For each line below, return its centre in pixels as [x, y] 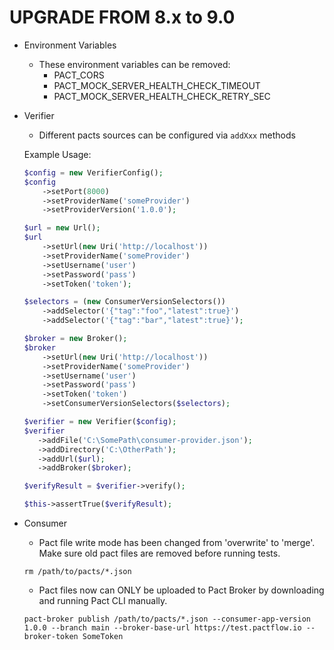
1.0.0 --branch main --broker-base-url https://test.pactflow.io [162, 628]
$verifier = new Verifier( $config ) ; [100, 422]
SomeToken [103, 637]
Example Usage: [57, 154]
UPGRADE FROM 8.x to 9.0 [122, 17]
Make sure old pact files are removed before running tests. [159, 553]
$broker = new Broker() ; [75, 339]
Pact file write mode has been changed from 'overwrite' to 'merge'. [177, 543]
